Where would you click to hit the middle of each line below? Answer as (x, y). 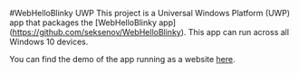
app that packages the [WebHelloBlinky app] (93, 23)
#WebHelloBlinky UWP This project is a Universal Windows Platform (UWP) (150, 13)
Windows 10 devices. (49, 41)
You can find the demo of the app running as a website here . (122, 59)
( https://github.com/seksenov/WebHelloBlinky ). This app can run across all (149, 32)
